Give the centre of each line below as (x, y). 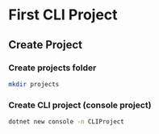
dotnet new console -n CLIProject (67, 122)
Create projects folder (52, 68)
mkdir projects (34, 84)
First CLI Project (63, 15)
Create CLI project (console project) (80, 105)
